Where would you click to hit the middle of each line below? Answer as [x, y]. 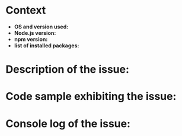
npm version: [31, 39]
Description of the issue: [68, 69]
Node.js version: [35, 33]
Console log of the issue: [68, 123]
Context [26, 10]
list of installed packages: [47, 46]
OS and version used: [41, 27]
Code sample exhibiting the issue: [91, 97]
